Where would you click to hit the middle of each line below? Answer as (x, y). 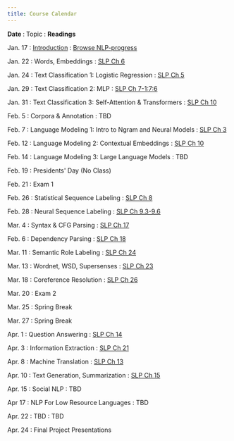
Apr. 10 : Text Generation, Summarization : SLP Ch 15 (84, 375)
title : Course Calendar (42, 14)
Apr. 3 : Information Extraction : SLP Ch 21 (68, 348)
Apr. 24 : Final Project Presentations (59, 430)
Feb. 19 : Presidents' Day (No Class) (59, 170)
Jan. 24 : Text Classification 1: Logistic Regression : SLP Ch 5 (96, 75)
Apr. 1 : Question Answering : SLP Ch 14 (65, 334)
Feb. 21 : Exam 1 (31, 184)
